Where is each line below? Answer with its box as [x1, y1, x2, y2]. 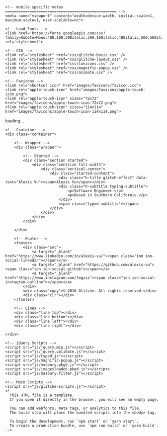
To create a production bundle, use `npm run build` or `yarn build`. [9, 423, 159, 428]
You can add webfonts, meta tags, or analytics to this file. [9, 406, 141, 411]
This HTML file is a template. [9, 393, 75, 398]
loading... [5, 118, 24, 124]
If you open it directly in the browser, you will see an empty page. [9, 397, 159, 402]
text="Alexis [5, 179, 32, 184]
